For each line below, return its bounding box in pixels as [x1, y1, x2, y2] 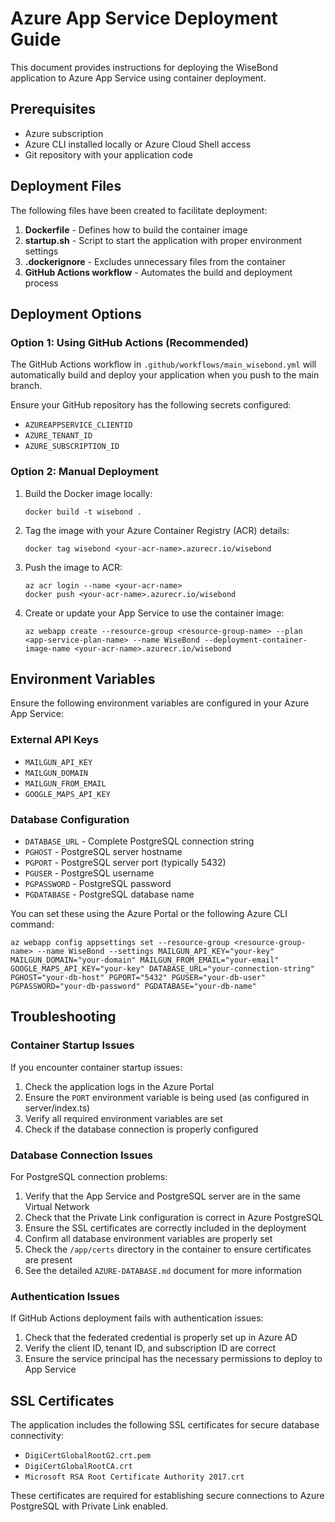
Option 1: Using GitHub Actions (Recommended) [10, 335, 250, 349]
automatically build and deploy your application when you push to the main [10, 369, 320, 381]
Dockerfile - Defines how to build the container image [24, 223, 248, 236]
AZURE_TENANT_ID [24, 431, 93, 441]
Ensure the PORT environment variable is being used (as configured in [24, 1091, 310, 1103]
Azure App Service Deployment [10, 7, 278, 30]
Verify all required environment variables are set [24, 1112, 223, 1124]
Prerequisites [10, 101, 96, 118]
